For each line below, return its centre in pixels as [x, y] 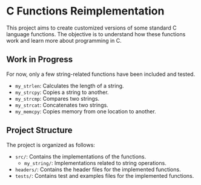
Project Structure [39, 130]
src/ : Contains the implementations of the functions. [81, 156]
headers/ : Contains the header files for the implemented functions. [98, 169]
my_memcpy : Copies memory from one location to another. [85, 111]
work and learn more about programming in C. [64, 40]
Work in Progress [40, 59]
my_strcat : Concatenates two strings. [62, 105]
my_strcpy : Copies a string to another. [62, 92]
